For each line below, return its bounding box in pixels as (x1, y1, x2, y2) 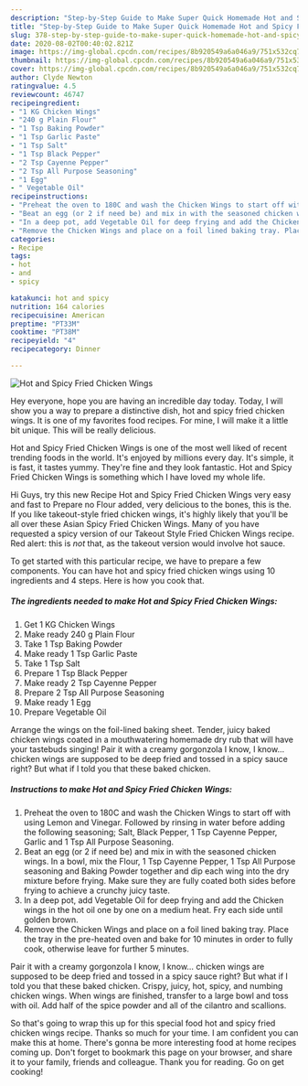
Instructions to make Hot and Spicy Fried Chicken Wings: (10, 784, 232, 795)
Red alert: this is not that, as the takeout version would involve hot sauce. (10, 537, 286, 549)
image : (10, 48, 36, 57)
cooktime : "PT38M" (10, 328, 80, 337)
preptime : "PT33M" (10, 319, 80, 328)
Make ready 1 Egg (23, 696, 91, 707)
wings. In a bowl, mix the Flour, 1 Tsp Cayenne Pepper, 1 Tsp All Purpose (23, 855, 296, 866)
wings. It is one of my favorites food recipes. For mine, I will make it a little (10, 414, 289, 425)
